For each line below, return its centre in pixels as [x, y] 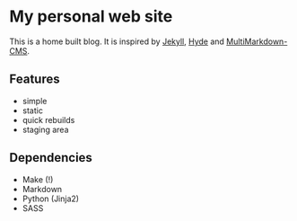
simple [35, 101]
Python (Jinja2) [50, 199]
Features [35, 80]
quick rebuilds [48, 119]
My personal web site [91, 17]
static [32, 110]
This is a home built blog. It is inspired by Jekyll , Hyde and [117, 41]
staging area [45, 129]
